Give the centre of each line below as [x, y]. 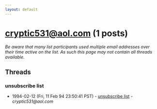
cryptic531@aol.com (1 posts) [67, 33]
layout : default [21, 9]
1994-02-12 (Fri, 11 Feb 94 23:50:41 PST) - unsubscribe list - [72, 96]
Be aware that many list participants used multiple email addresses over [78, 47]
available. [15, 57]
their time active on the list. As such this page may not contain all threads [79, 52]
